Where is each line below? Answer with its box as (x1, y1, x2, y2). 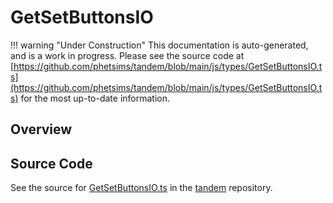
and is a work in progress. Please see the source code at (10, 49, 245, 61)
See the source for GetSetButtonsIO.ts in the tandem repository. (10, 182, 273, 194)
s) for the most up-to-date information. (10, 92, 170, 104)
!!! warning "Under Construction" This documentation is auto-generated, (10, 39, 309, 51)
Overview (10, 121, 73, 138)
